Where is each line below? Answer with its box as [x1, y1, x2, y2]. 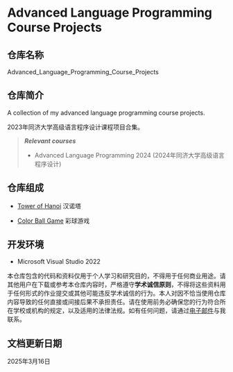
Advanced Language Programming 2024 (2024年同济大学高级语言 [34, 151, 225, 159]
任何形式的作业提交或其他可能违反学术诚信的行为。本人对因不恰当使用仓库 [12, 289, 226, 298]
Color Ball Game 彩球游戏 [17, 217, 90, 225]
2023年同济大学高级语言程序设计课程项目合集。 [7, 123, 144, 131]
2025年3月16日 [7, 357, 51, 366]
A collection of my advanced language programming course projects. [7, 108, 206, 117]
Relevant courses [24, 137, 76, 145]
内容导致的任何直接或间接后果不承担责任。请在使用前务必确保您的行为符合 [7, 298, 220, 306]
